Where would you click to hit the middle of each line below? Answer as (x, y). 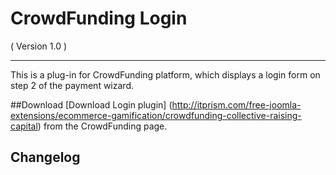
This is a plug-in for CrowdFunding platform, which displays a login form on (165, 74)
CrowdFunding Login (99, 18)
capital (24, 126)
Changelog (45, 157)
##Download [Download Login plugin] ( (91, 104)
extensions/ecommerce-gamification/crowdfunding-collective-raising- (156, 115)
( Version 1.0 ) (39, 46)
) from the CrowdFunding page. (102, 126)
